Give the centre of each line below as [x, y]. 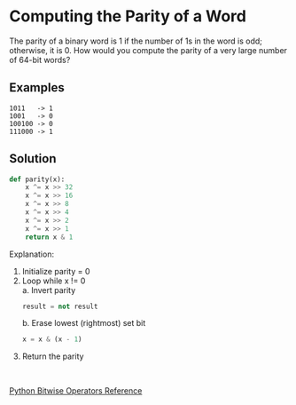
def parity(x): [37, 179]
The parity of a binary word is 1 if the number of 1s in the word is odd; [136, 41]
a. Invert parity [49, 290]
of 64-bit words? [40, 60]
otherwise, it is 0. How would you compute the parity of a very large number [148, 50]
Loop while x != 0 [54, 281]
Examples [37, 87]
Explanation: [32, 254]
